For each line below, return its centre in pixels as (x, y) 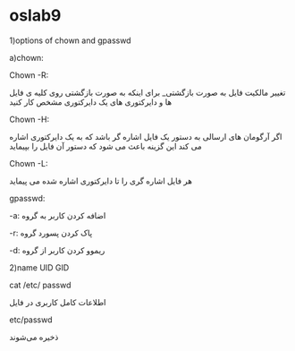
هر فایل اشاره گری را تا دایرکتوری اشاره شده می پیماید (101, 181)
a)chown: (27, 57)
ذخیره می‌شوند (34, 337)
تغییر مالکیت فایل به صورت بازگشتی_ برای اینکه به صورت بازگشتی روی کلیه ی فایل (147, 92)
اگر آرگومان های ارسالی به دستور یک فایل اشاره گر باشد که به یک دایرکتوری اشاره (146, 136)
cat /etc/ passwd (40, 285)
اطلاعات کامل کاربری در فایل (58, 302)
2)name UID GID (39, 267)
